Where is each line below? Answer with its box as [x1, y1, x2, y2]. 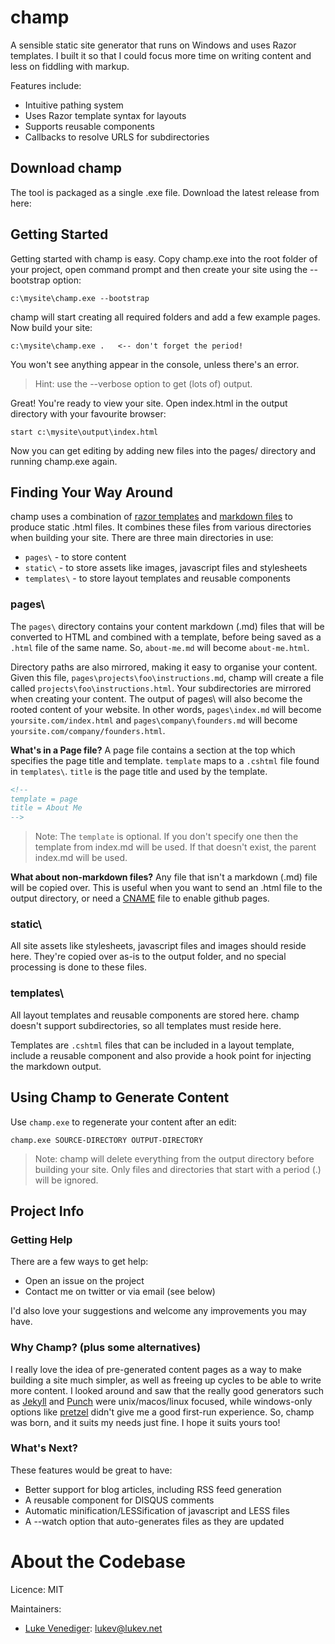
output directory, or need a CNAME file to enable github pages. [10, 892, 270, 905]
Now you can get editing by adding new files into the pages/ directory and [10, 444, 317, 456]
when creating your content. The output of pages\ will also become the [10, 692, 303, 705]
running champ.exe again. [10, 455, 118, 467]
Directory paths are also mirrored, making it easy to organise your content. [10, 661, 318, 673]
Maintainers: [10, 1602, 62, 1615]
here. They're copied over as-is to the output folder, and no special [10, 951, 287, 963]
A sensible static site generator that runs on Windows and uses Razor [10, 39, 297, 51]
